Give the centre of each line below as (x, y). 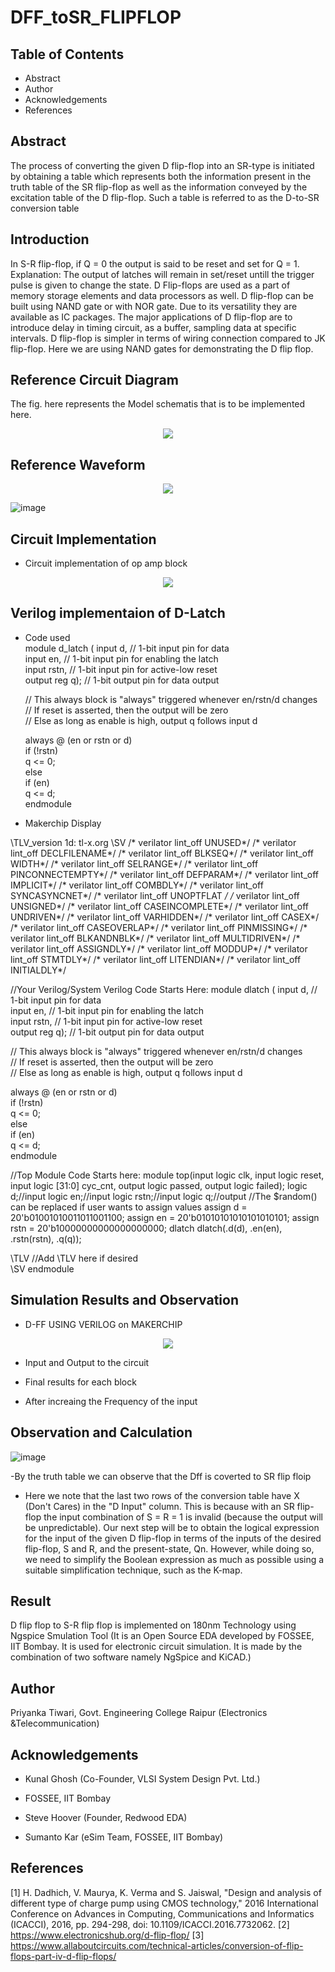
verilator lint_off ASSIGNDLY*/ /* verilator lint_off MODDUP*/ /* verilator (159, 948)
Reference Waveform (78, 464)
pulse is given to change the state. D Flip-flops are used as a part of (150, 285)
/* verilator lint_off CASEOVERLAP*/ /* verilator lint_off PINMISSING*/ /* (159, 927)
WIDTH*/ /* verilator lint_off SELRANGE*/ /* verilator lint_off (134, 863)
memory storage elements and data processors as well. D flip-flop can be (162, 295)
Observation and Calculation (101, 1432)
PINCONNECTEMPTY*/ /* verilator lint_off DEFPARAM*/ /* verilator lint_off (165, 874)
